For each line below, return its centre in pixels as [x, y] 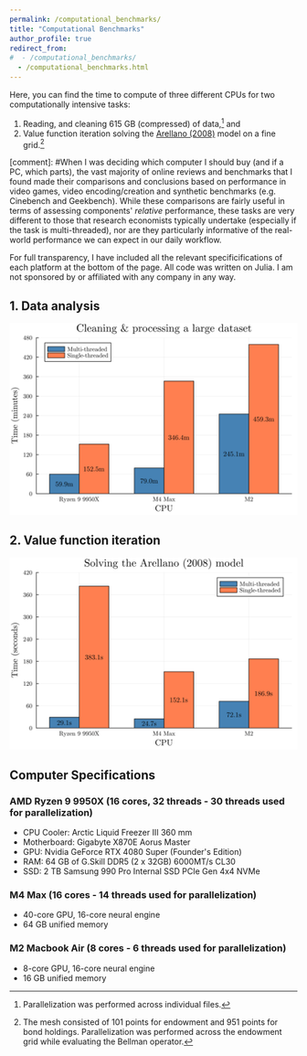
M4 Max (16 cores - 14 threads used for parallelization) [133, 894]
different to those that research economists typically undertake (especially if [153, 220]
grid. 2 [33, 144]
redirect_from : [38, 48]
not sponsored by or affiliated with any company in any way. [123, 277]
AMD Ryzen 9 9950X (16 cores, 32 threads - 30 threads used [147, 801]
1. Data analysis [55, 306]
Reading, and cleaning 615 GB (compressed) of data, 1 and [132, 123]
